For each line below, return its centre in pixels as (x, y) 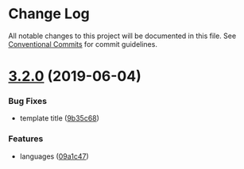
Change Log (49, 14)
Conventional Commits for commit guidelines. (83, 44)
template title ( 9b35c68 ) (59, 118)
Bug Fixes (28, 102)
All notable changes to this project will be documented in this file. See (122, 36)
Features (26, 139)
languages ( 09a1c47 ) (54, 156)
